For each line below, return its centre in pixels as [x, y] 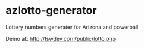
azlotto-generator [51, 10]
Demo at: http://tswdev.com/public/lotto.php [61, 38]
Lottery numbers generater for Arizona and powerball [72, 27]
